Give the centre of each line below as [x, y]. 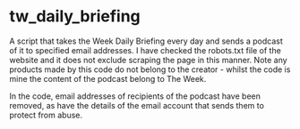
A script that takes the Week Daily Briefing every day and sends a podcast [146, 41]
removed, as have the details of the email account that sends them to [137, 105]
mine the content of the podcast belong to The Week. [108, 78]
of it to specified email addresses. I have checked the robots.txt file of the [146, 50]
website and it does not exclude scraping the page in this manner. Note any [149, 60]
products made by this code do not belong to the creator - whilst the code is [150, 69]
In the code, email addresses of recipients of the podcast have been [135, 96]
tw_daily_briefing [75, 16]
